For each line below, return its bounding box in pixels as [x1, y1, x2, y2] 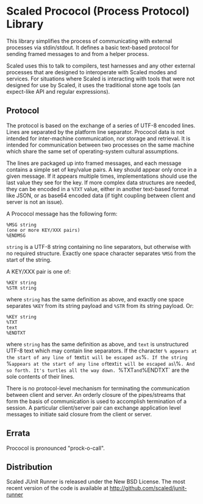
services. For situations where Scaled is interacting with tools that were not [6, 75, 195, 82]
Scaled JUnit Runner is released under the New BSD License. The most [6, 478, 186, 485]
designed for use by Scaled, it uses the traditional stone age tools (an [6, 81, 181, 89]
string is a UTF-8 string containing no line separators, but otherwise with [6, 243, 191, 250]
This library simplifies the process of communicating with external [6, 37, 173, 44]
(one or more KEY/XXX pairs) [6, 227, 80, 233]
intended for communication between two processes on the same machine [6, 141, 195, 149]
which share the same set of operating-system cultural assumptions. [6, 147, 179, 155]
